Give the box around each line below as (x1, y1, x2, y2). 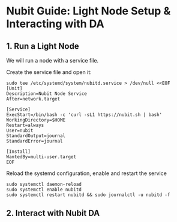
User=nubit (6, 128, 34, 134)
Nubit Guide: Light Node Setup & (6, 4, 171, 18)
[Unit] (6, 85, 23, 91)
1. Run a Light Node (6, 41, 79, 51)
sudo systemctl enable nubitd (6, 187, 82, 193)
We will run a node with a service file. (6, 57, 99, 64)
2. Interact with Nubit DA (6, 208, 100, 218)
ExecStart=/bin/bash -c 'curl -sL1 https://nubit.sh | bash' (6, 112, 163, 118)
